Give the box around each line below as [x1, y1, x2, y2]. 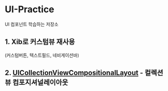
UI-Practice [5, 4, 55, 15]
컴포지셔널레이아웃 [12, 78, 68, 87]
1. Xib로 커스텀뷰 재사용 [5, 37, 75, 47]
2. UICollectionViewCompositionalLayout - [5, 69, 143, 77]
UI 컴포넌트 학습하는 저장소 [5, 21, 59, 27]
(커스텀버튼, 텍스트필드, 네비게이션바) [5, 52, 80, 58]
